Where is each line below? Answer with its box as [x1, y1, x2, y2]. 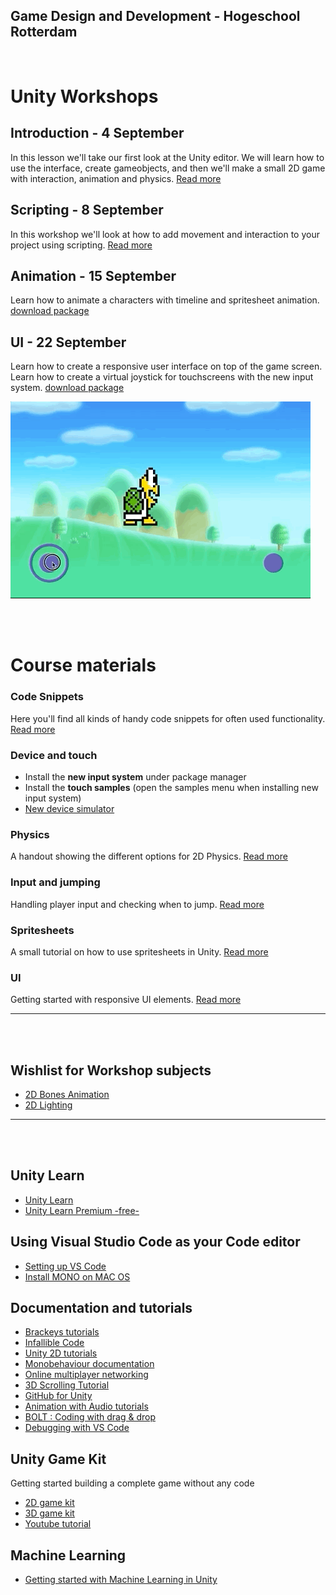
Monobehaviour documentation [24, 1358, 155, 1370]
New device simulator [24, 803, 115, 815]
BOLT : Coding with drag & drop [24, 1411, 156, 1423]
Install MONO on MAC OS [24, 1270, 131, 1283]
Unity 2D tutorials [24, 1347, 98, 1359]
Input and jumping [10, 875, 101, 889]
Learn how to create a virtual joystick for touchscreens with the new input [10, 371, 314, 383]
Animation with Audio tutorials [24, 1400, 149, 1413]
